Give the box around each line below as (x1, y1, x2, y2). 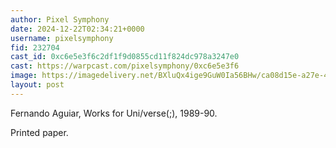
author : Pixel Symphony (10, 14, 110, 25)
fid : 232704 (10, 42, 60, 53)
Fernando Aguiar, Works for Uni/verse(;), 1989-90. (10, 107, 218, 119)
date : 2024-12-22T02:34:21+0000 (10, 24, 145, 34)
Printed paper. (10, 126, 69, 138)
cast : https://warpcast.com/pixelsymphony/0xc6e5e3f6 (10, 61, 240, 71)
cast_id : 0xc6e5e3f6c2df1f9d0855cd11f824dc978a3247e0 (10, 52, 240, 62)
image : (10, 71, 38, 81)
